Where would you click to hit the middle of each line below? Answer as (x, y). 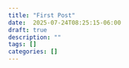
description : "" (35, 37)
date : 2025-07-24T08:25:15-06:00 (65, 23)
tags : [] (22, 45)
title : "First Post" (42, 15)
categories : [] (33, 52)
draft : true (28, 30)
